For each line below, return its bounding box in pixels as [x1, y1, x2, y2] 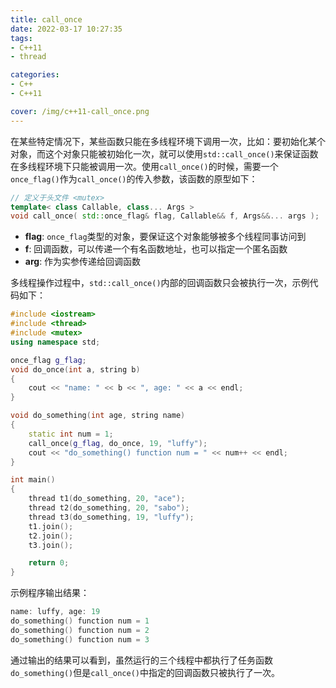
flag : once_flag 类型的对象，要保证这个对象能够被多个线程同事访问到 [24, 231, 307, 243]
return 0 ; [28, 558, 70, 568]
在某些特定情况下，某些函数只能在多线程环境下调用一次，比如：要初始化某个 [10, 135, 326, 147]
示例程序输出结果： [10, 587, 90, 599]
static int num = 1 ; [28, 429, 114, 439]
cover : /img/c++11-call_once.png [10, 106, 150, 116]
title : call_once [10, 14, 83, 25]
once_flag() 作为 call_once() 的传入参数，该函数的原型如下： [10, 172, 258, 185]
